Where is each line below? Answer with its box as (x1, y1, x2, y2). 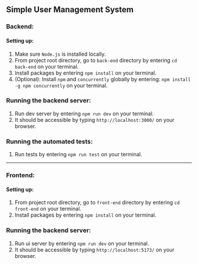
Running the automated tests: (6, 137, 93, 146)
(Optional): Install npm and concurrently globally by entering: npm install (14, 75, 191, 82)
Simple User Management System (6, 5, 134, 15)
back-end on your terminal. (14, 63, 79, 70)
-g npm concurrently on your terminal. (14, 82, 108, 89)
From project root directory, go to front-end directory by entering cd (14, 199, 180, 206)
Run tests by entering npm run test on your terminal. (14, 151, 143, 158)
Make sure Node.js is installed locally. (14, 50, 106, 57)
